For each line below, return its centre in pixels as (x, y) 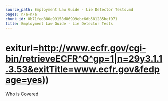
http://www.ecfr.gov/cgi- (92, 48)
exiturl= (22, 48)
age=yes (24, 80)
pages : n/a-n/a (21, 14)
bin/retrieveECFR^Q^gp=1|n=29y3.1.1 (84, 59)
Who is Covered (22, 94)
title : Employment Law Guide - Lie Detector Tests (59, 24)
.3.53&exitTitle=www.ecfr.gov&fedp (83, 70)
